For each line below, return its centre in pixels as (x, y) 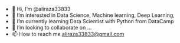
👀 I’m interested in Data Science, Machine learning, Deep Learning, (93, 15)
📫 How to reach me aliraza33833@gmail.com (68, 34)
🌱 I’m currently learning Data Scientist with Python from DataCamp (93, 21)
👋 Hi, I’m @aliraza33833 (41, 9)
